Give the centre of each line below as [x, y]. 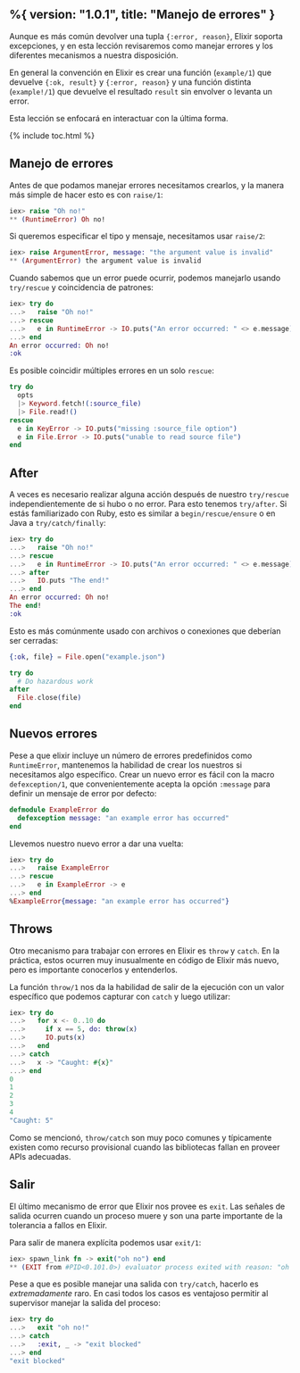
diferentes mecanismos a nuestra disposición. [94, 55]
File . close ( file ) [50, 698]
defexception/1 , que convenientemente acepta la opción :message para [140, 784]
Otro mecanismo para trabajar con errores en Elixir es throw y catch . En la [144, 951]
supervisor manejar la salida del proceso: [85, 1303]
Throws [31, 929]
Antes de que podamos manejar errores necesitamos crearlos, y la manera [146, 185]
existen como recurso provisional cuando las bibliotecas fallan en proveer [145, 1147]
